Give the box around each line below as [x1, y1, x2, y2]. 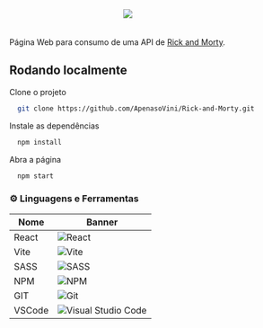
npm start [17, 171, 54, 181]
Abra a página [9, 154, 61, 164]
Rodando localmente [9, 63, 127, 78]
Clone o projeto [9, 86, 67, 97]
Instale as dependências [9, 120, 100, 131]
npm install [17, 137, 63, 146]
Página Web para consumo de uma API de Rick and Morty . [9, 37, 226, 48]
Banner [86, 216, 118, 228]
